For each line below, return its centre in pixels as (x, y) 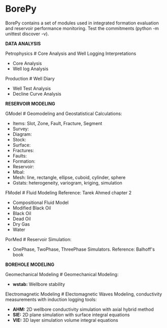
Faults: (20, 156)
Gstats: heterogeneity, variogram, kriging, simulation (68, 183)
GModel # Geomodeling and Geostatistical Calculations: (64, 113)
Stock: (19, 139)
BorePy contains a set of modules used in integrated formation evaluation (82, 23)
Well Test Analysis (32, 88)
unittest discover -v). (27, 34)
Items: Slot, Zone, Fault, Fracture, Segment (57, 123)
